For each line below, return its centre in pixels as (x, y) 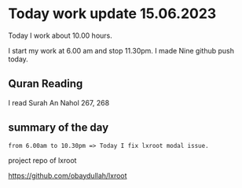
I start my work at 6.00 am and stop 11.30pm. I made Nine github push (121, 50)
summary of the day (59, 128)
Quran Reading (46, 84)
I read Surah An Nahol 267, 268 (59, 102)
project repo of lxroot (42, 160)
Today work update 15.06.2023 (112, 14)
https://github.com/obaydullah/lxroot (68, 175)
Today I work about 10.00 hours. (60, 35)
